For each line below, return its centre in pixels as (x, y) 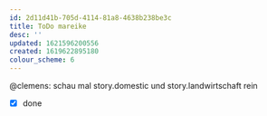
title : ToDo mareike (48, 26)
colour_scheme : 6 (42, 60)
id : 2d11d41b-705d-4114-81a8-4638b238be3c (91, 18)
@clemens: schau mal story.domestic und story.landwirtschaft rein (133, 86)
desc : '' (26, 34)
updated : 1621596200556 (54, 43)
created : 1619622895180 (54, 52)
